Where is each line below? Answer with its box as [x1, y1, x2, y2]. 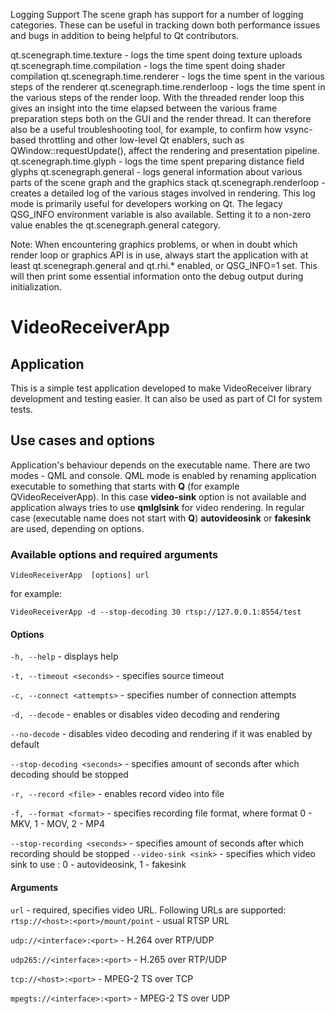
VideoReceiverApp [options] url [10, 570, 150, 581]
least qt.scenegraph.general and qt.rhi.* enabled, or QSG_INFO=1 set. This [10, 260, 318, 271]
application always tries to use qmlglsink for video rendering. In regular [10, 501, 305, 513]
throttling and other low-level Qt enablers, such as [38, 134, 245, 146]
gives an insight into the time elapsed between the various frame [10, 102, 278, 114]
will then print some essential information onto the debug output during [10, 270, 304, 282]
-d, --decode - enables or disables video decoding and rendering [10, 709, 280, 721]
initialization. [10, 281, 62, 293]
